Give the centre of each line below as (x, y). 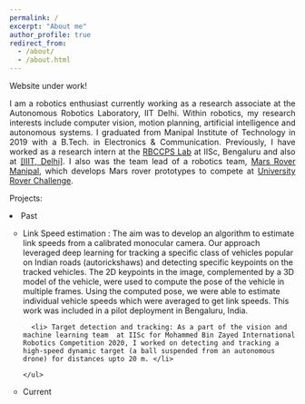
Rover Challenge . (42, 181)
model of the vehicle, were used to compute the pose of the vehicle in (153, 281)
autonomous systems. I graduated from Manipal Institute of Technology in (152, 132)
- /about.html (44, 60)
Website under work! (49, 86)
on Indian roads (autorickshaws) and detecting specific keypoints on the (157, 262)
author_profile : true (50, 34)
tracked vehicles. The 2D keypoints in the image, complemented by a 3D (158, 272)
